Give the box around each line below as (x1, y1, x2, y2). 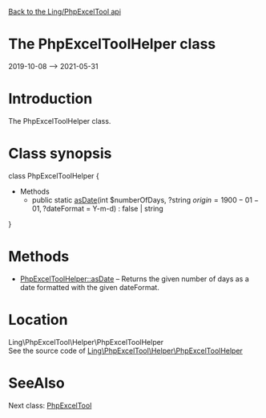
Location (8, 310, 68, 329)
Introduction (8, 90, 93, 108)
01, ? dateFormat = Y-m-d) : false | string (31, 203, 164, 213)
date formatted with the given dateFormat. (19, 282, 160, 292)
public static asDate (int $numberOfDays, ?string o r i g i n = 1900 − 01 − (31, 195, 259, 204)
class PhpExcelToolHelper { (8, 170, 100, 180)
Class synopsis (8, 145, 112, 163)
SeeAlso (8, 374, 66, 392)
